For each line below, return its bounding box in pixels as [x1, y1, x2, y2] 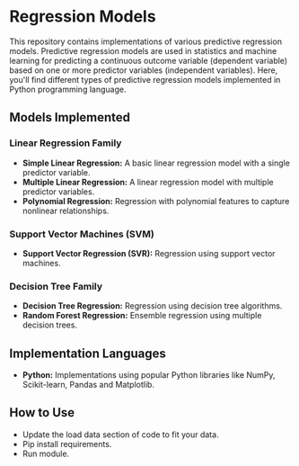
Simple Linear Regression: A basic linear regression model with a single [22, 157, 290, 168]
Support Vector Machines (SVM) [9, 228, 154, 240]
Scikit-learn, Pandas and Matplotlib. [22, 380, 155, 390]
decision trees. [22, 319, 78, 330]
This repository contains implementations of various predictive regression [9, 36, 283, 47]
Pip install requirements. [22, 438, 112, 449]
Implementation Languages [9, 345, 166, 361]
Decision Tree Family [9, 280, 103, 292]
